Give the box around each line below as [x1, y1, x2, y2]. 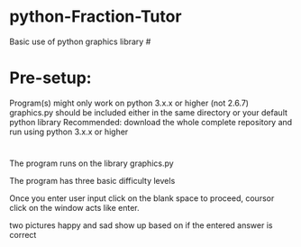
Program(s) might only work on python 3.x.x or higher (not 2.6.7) [9, 97, 250, 108]
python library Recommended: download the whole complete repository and [9, 116, 293, 127]
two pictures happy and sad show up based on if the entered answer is [9, 220, 273, 231]
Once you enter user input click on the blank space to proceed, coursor [9, 193, 275, 204]
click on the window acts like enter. [9, 203, 140, 214]
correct [9, 230, 37, 241]
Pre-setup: [9, 68, 92, 88]
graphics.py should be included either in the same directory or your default [9, 106, 288, 118]
